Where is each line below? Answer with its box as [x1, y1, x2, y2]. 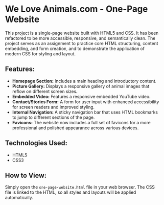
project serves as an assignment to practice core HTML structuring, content [5, 40, 158, 46]
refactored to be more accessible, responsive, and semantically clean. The [5, 35, 156, 41]
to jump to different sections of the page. [12, 114, 95, 120]
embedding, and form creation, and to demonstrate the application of [5, 46, 145, 51]
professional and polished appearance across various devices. [12, 125, 139, 131]
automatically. [5, 195, 33, 201]
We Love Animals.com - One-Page [5, 3, 148, 15]
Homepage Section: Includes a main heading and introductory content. [12, 78, 157, 84]
